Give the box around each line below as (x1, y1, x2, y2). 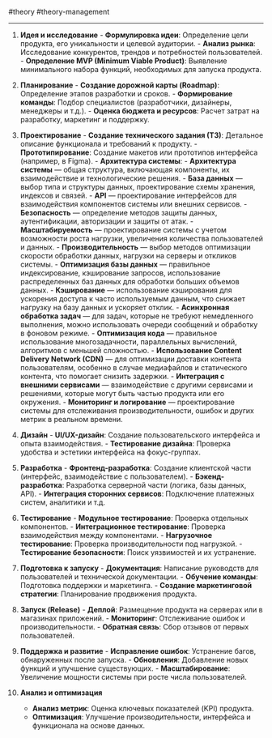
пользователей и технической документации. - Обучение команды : (19, 572, 258, 582)
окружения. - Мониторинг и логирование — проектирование (19, 397, 235, 407)
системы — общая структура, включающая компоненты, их (19, 165, 231, 174)
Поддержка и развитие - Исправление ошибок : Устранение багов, (19, 646, 257, 655)
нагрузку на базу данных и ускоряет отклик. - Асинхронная (19, 303, 230, 312)
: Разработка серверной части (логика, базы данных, (62, 480, 247, 489)
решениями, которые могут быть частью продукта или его (19, 389, 225, 398)
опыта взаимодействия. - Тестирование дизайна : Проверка (19, 439, 231, 448)
